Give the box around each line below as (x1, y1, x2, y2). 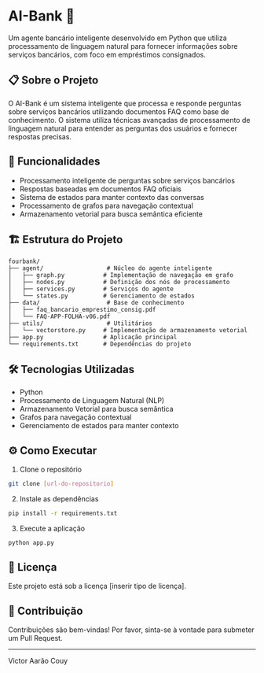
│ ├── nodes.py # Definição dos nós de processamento (8, 279, 230, 287)
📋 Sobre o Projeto (8, 74, 99, 87)
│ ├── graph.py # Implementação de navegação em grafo (8, 272, 234, 279)
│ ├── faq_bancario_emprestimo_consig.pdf (8, 306, 156, 314)
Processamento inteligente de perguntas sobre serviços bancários (19, 176, 236, 185)
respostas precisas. (8, 131, 72, 141)
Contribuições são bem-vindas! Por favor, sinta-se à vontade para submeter (8, 625, 255, 634)
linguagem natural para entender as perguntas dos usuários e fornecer (8, 124, 238, 133)
